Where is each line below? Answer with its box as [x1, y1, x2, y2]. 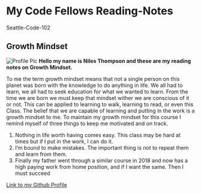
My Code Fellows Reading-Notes [6, 4, 173, 18]
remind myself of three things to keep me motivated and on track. [6, 120, 169, 127]
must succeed [14, 169, 50, 177]
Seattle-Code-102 [6, 24, 51, 31]
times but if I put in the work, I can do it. [14, 138, 113, 145]
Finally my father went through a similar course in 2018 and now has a [14, 157, 188, 164]
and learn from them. [14, 150, 67, 157]
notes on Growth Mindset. [6, 63, 73, 71]
